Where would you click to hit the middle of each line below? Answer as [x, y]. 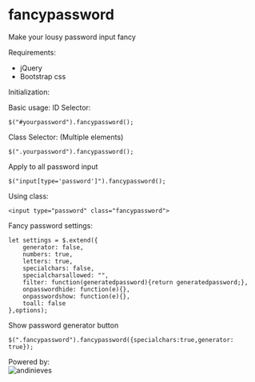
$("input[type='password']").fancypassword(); [87, 181]
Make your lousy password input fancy [72, 37]
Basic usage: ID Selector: [50, 107]
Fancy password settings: [51, 225]
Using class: [29, 196]
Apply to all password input [53, 167]
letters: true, [48, 261]
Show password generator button [64, 325]
